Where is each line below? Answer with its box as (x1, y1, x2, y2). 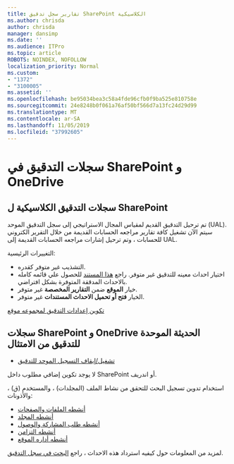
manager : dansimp (7, 30, 58, 37)
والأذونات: (7, 391, 33, 400)
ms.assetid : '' (7, 89, 52, 96)
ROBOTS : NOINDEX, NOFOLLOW (7, 56, 87, 63)
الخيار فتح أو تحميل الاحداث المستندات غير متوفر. (17, 293, 145, 301)
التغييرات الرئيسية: (7, 249, 56, 257)
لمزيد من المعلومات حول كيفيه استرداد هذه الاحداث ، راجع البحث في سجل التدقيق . (7, 448, 223, 457)
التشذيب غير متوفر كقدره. (17, 262, 86, 271)
